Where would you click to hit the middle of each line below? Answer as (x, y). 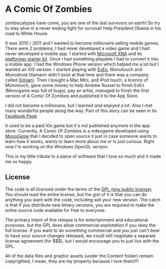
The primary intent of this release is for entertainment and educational (77, 220)
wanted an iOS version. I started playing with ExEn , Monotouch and (74, 69)
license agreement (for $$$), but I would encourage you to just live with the (82, 241)
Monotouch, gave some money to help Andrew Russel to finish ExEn (75, 85)
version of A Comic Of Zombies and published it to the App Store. (72, 96)
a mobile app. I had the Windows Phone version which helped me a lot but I (82, 64)
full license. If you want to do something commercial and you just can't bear (83, 230)
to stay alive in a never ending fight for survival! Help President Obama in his (83, 28)
